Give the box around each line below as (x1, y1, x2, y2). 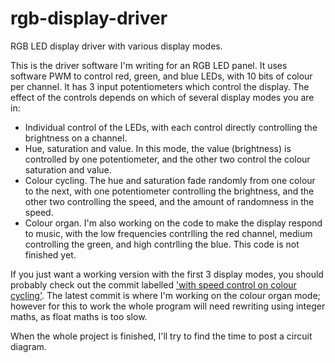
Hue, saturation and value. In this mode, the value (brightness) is (24, 142, 292, 154)
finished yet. (24, 248, 77, 261)
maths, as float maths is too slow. (10, 310, 148, 322)
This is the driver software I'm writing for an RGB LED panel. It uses (10, 59, 288, 71)
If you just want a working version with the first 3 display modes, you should (10, 268, 324, 280)
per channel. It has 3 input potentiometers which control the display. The (10, 80, 310, 92)
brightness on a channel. (24, 132, 128, 144)
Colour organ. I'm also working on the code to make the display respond (24, 217, 323, 229)
